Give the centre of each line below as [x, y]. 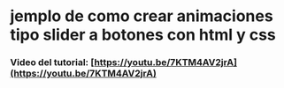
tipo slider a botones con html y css [143, 35]
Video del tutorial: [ [52, 62]
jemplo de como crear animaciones [142, 16]
